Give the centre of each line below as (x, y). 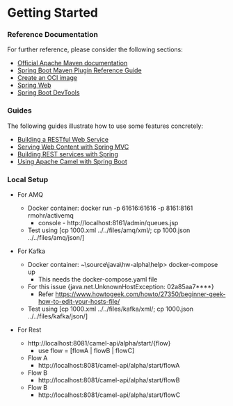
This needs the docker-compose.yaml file (98, 279)
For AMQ (30, 195)
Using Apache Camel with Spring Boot (72, 161)
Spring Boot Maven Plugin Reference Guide (79, 70)
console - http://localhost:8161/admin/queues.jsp (108, 223)
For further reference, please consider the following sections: (95, 49)
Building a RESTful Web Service (63, 139)
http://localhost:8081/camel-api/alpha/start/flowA (109, 366)
